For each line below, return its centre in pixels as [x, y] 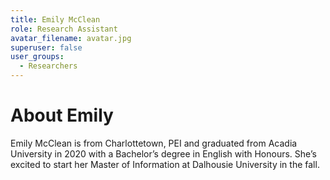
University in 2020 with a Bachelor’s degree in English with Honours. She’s [163, 153]
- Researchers [48, 66]
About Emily [62, 115]
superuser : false [46, 47]
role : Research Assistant [64, 29]
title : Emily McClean [55, 19]
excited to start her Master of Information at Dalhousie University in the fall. [165, 164]
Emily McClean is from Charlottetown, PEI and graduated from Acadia [154, 143]
